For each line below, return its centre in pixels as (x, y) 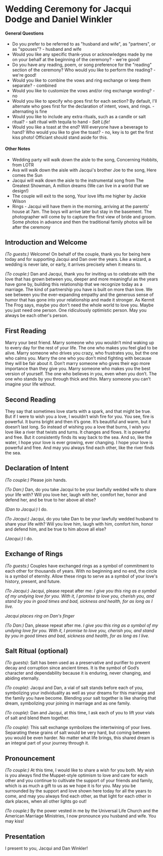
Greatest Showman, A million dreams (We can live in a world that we (81, 185)
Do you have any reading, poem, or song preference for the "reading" (82, 65)
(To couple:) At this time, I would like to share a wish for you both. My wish (80, 770)
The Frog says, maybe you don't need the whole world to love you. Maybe (80, 305)
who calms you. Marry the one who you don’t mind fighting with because (78, 358)
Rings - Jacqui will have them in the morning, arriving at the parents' (81, 206)
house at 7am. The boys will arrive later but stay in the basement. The (82, 212)
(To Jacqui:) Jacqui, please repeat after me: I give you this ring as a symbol (81, 591)
